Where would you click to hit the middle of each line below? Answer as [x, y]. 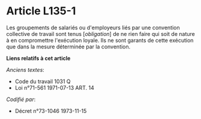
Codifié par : [21, 99]
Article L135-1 [41, 11]
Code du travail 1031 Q [43, 81]
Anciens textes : [25, 69]
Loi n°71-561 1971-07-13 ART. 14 [55, 87]
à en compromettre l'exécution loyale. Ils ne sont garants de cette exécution [100, 40]
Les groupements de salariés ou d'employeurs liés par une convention [93, 28]
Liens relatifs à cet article [38, 58]
